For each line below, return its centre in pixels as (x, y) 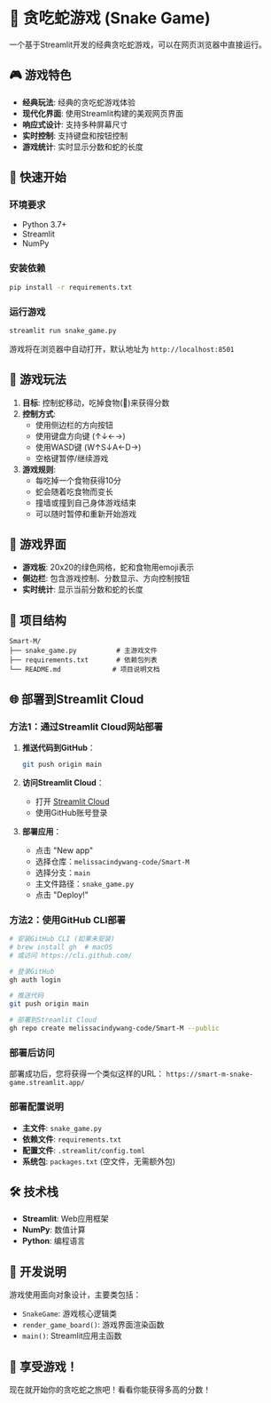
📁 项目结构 (38, 620)
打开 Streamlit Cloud (72, 801)
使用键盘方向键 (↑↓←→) (80, 435)
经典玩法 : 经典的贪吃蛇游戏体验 (78, 102)
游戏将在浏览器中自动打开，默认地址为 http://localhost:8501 (122, 348)
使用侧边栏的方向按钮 (74, 425)
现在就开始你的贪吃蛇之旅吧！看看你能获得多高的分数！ (110, 1389)
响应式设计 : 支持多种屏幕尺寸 (75, 124)
